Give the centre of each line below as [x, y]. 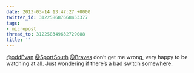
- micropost [21, 29]
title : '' [19, 40]
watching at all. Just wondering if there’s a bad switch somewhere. [89, 63]
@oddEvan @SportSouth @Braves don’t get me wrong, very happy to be [97, 57]
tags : [13, 23]
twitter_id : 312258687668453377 [47, 17]
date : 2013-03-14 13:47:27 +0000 [48, 12]
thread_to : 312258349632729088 [46, 34]
